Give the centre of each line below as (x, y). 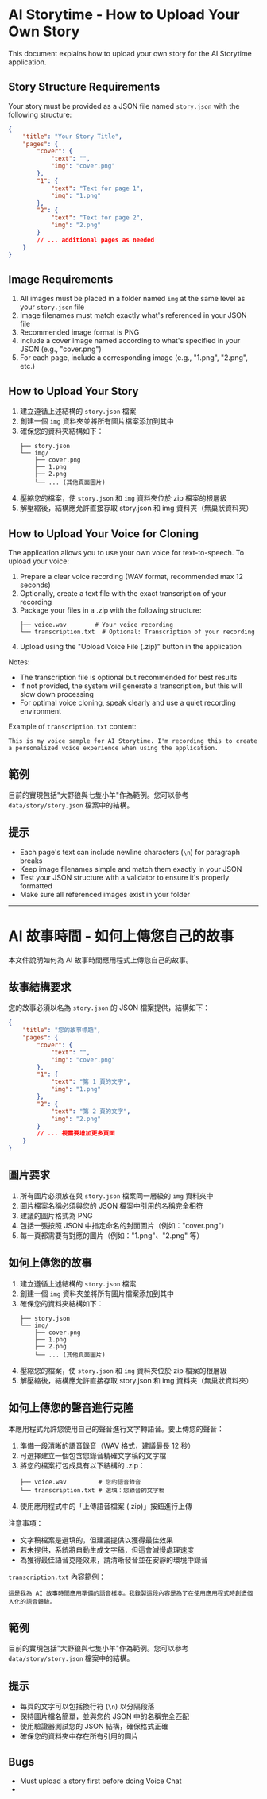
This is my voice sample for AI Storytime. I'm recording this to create (133, 741)
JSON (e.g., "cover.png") (60, 349)
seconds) (35, 585)
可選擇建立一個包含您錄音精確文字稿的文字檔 (93, 1455)
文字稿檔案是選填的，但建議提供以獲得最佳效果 (96, 1540)
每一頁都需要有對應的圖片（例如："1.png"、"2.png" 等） (112, 1235)
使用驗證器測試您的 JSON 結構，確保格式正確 (94, 1727)
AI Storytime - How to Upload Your (124, 15)
